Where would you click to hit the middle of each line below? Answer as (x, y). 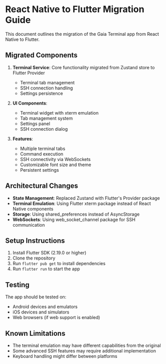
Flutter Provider (29, 73)
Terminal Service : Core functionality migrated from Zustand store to (84, 67)
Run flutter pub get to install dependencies (59, 264)
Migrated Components (41, 55)
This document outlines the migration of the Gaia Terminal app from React (82, 34)
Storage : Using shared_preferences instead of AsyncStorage (76, 214)
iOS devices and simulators (41, 312)
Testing (17, 284)
